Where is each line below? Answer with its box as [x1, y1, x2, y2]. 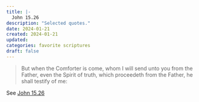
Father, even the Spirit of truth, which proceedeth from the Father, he [21, 71, 194, 78]
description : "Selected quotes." [6, 20, 91, 26]
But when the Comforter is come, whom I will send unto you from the [21, 65, 193, 72]
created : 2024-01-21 [6, 31, 59, 37]
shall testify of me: [21, 77, 68, 84]
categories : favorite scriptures [6, 43, 91, 49]
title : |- [6, 8, 31, 15]
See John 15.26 [6, 89, 45, 97]
